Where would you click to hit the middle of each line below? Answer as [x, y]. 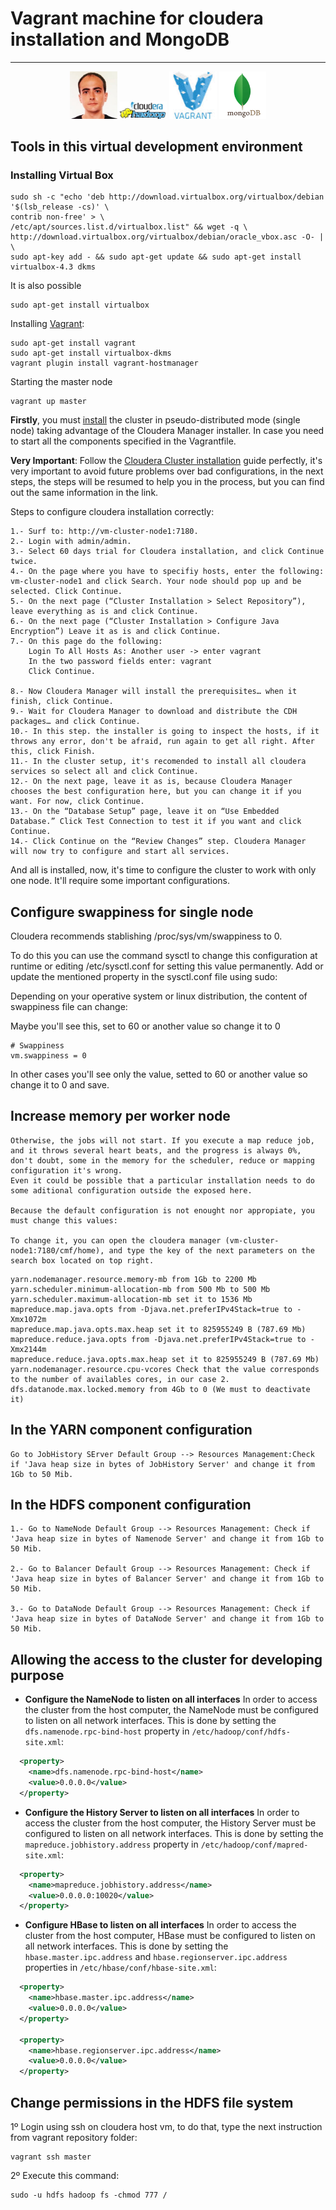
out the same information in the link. [84, 493]
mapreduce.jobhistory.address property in [111, 1844]
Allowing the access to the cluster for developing [166, 1659]
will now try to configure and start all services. [120, 852]
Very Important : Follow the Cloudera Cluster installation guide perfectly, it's [166, 461]
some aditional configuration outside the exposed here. [131, 1190]
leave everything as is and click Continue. [104, 612]
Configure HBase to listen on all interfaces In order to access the [160, 1925]
